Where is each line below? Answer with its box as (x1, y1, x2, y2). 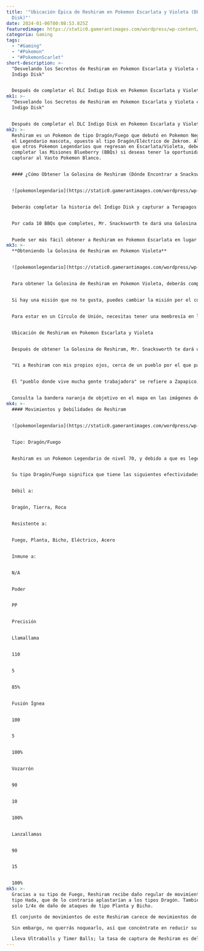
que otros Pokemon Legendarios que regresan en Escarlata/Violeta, (12, 144, 186, 150)
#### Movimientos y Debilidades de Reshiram (12, 406, 126, 412)
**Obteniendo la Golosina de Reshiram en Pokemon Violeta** (12, 248, 167, 254)
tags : (6, 37, 20, 43)
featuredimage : (6, 26, 45, 32)
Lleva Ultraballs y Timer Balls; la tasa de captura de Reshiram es (12, 936, 189, 942)
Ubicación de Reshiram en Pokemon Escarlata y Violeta (12, 330, 154, 336)
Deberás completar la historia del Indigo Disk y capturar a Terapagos (12, 204, 197, 210)
